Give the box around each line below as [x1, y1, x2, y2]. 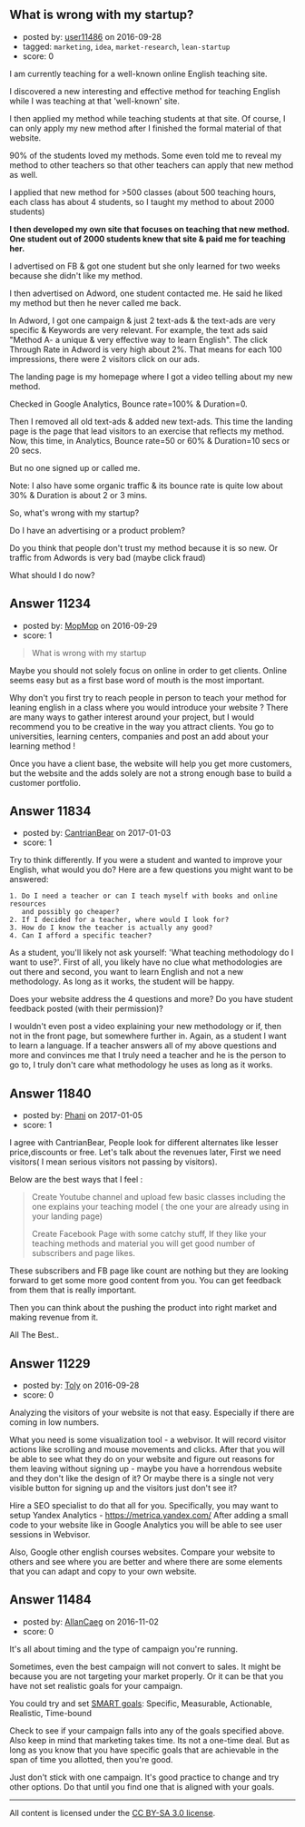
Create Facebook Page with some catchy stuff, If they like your [31, 1229, 267, 1240]
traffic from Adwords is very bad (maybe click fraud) [9, 552, 206, 563]
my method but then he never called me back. [9, 297, 182, 308]
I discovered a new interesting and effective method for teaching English [9, 85, 281, 96]
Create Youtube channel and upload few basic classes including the [31, 1192, 286, 1203]
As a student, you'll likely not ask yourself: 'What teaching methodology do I [9, 948, 294, 958]
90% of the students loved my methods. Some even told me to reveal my [9, 150, 282, 161]
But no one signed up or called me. [9, 462, 141, 473]
